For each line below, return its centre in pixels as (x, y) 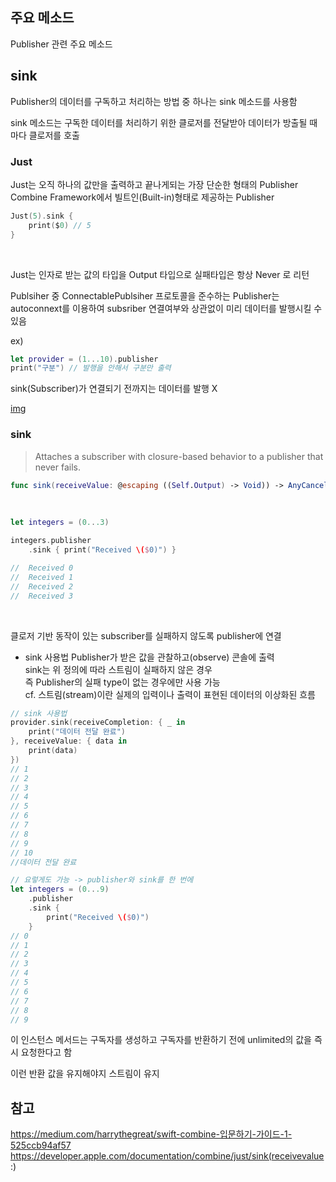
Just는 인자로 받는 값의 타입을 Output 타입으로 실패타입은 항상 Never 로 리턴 (160, 274)
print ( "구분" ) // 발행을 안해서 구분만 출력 (91, 368)
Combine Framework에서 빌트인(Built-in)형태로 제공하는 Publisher (142, 197)
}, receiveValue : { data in (69, 741)
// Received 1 (42, 577)
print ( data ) (53, 751)
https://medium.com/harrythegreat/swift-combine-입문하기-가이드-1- (151, 1134)
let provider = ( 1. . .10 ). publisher (84, 359)
